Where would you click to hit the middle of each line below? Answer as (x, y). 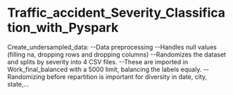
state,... (18, 84)
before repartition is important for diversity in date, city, (127, 76)
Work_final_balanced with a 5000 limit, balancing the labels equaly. (105, 69)
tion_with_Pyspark (63, 28)
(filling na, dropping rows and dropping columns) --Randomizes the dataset (117, 54)
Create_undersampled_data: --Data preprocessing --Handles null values (112, 47)
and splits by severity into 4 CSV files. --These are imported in (98, 61)
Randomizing (26, 76)
